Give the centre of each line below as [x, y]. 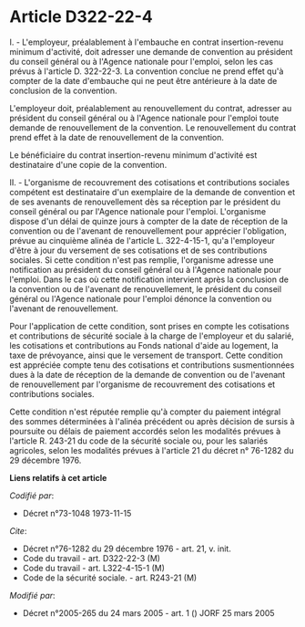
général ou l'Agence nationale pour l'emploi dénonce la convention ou [141, 298]
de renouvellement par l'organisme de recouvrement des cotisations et [142, 384]
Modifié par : [33, 595]
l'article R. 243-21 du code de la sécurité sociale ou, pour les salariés [139, 441]
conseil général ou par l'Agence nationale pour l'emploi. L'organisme [138, 211]
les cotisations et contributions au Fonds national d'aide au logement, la [144, 345]
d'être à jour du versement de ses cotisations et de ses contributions [138, 250]
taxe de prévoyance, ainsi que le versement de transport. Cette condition [147, 355]
